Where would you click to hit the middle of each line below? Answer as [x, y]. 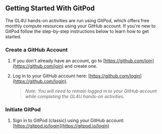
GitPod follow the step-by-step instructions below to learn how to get [77, 31]
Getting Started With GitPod [50, 8]
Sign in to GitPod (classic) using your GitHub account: [68, 120]
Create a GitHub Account [37, 50]
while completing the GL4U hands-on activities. [75, 97]
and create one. [81, 66]
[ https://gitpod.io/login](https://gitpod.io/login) [61, 126]
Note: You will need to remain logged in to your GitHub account [91, 91]
